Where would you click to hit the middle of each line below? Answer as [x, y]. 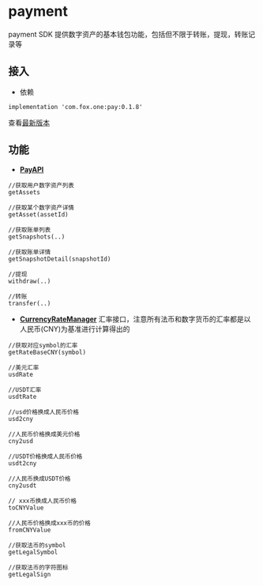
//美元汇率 [24, 367]
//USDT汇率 [25, 389]
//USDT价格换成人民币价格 [45, 456]
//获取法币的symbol [37, 545]
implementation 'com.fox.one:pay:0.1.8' [76, 107]
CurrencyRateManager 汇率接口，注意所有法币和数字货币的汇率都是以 [135, 319]
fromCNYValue [30, 530]
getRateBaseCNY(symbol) [47, 352]
